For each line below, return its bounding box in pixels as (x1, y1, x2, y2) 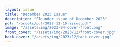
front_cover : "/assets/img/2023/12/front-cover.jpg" (5, 30, 116, 35)
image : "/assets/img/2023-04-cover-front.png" (5, 25, 103, 30)
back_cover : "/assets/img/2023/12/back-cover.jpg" (5, 35, 112, 40)
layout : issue (5, 7, 35, 12)
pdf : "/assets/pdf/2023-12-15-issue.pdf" (5, 21, 92, 26)
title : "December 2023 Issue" (5, 12, 68, 17)
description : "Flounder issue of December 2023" (5, 16, 107, 21)
